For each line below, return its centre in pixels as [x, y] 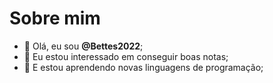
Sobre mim [55, 18]
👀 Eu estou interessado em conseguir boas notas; [126, 56]
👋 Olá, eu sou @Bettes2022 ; [83, 46]
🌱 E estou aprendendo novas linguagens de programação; [143, 67]
